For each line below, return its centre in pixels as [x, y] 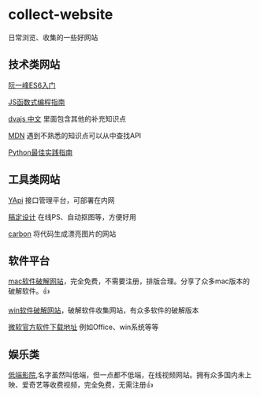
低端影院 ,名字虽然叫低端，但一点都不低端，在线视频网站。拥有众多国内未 [127, 375]
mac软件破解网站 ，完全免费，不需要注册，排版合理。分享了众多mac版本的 [129, 281]
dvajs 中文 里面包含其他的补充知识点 [67, 118]
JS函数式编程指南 [37, 102]
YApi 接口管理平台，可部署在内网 [62, 200]
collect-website [61, 15]
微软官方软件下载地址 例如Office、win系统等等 [84, 327]
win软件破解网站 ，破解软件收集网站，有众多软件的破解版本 [104, 310]
